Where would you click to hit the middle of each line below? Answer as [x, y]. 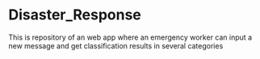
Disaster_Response [75, 15]
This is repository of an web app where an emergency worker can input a [130, 37]
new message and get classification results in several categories [116, 45]
